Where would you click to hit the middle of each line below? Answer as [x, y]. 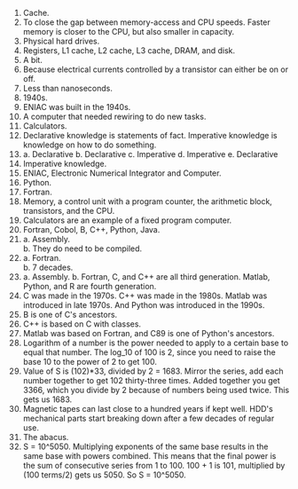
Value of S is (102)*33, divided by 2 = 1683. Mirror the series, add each [153, 371]
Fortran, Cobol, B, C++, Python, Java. [91, 229]
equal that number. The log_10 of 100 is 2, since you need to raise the [149, 352]
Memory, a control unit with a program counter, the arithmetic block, [148, 201]
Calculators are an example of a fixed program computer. [127, 220]
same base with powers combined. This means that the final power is [149, 456]
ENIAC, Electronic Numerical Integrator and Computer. [122, 173]
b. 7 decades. [48, 267]
